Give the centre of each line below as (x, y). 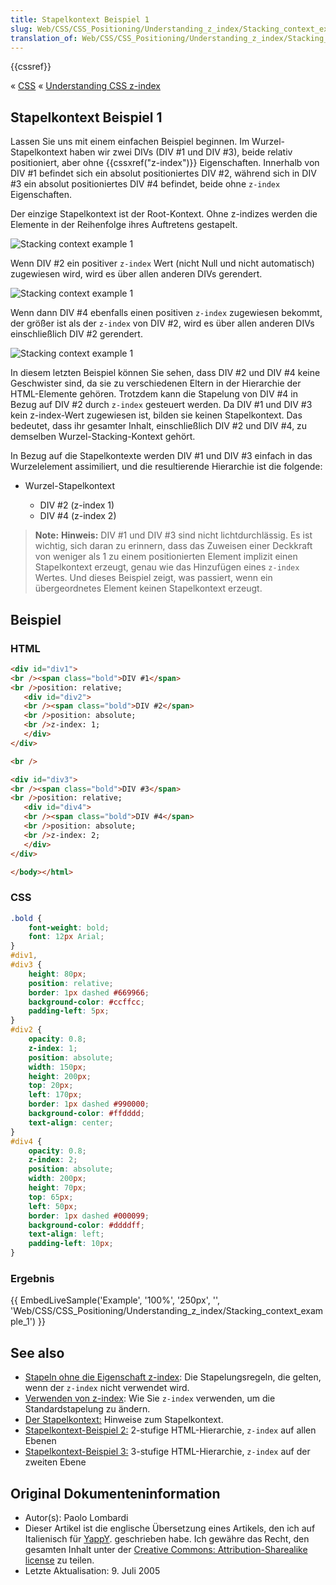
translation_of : (44, 38)
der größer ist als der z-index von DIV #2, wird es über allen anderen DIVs (162, 323)
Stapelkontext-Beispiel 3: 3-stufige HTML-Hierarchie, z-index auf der (167, 1452)
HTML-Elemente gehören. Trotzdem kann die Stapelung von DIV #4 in (154, 394)
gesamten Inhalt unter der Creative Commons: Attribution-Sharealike (166, 1549)
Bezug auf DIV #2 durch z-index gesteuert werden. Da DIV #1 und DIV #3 (161, 405)
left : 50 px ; (53, 1206)
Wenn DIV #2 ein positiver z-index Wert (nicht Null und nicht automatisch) (162, 263)
